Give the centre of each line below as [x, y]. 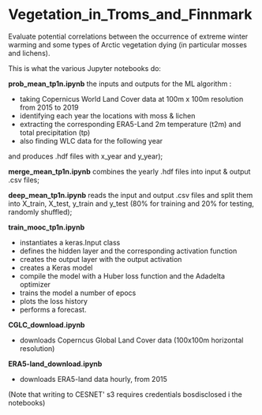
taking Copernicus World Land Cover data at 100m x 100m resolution [131, 99]
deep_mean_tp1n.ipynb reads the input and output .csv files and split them [131, 195]
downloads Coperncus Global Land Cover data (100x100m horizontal [131, 340]
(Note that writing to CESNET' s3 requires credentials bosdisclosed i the [125, 394]
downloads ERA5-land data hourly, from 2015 [93, 379]
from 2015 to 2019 [49, 107]
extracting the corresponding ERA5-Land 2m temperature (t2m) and [130, 124]
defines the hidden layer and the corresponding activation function [128, 251]
